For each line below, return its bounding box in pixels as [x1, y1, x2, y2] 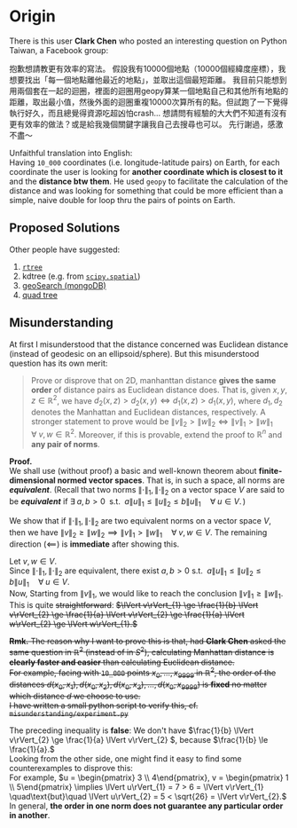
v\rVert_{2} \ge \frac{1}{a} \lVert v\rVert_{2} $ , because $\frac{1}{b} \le [9, 734, 269, 745]
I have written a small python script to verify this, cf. [9, 699, 199, 711]
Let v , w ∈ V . [9, 556, 58, 566]
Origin [9, 6, 56, 27]
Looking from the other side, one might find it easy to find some [9, 753, 242, 764]
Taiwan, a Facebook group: [9, 44, 109, 55]
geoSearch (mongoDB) [21, 280, 106, 290]
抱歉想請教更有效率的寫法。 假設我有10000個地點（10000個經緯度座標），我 [9, 63, 286, 74]
